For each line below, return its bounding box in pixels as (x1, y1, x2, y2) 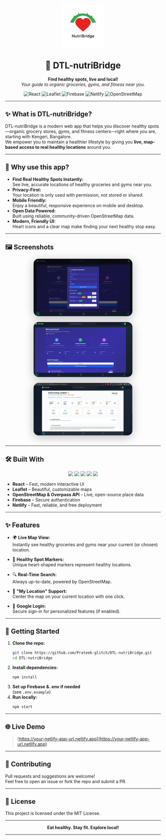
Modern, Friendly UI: (12, 218, 56, 224)
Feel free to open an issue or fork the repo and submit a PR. (5, 778, 127, 784)
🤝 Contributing (5, 760, 51, 768)
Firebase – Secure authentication (12, 497, 81, 503)
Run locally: (12, 694, 38, 700)
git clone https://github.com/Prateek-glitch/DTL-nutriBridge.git (12, 650, 152, 656)
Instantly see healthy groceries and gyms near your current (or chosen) (12, 542, 158, 547)
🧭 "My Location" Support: (12, 588, 67, 594)
